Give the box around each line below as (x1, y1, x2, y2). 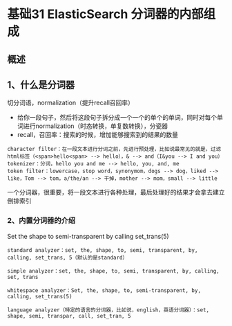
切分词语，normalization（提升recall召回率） (7, 98, 135, 107)
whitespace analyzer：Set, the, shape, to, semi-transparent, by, (7, 287, 202, 294)
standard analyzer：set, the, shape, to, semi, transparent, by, (7, 246, 198, 253)
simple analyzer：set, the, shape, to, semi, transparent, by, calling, (7, 267, 220, 274)
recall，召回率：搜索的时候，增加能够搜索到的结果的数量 (17, 131, 178, 139)
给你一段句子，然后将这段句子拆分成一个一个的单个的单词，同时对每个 (17, 114, 217, 122)
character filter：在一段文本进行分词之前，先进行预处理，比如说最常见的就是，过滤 (7, 146, 222, 153)
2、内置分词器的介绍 (7, 216, 76, 226)
